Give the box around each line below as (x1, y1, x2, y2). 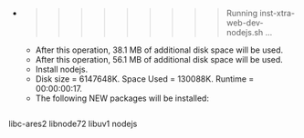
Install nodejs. (35, 64, 89, 74)
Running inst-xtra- (225, 8, 296, 18)
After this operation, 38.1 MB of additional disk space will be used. (35, 44, 284, 55)
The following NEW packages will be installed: (35, 93, 209, 103)
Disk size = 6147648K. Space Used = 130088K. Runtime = (35, 74, 255, 84)
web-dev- (225, 17, 264, 28)
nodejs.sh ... (225, 27, 273, 37)
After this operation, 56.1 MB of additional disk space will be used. (35, 54, 284, 64)
